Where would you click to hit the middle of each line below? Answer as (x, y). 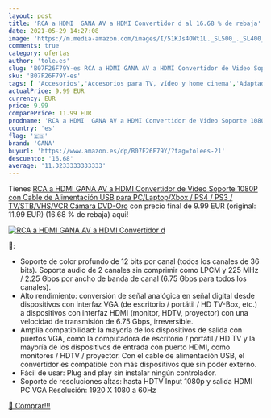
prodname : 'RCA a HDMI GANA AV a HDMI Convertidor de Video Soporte (128, 121)
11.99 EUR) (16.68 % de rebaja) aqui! (69, 215)
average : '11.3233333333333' (57, 166)
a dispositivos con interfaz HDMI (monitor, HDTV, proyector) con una (134, 313)
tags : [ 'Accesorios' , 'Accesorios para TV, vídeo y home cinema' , (122, 83)
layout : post (30, 16)
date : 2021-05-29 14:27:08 (54, 31)
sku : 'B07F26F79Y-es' (45, 76)
